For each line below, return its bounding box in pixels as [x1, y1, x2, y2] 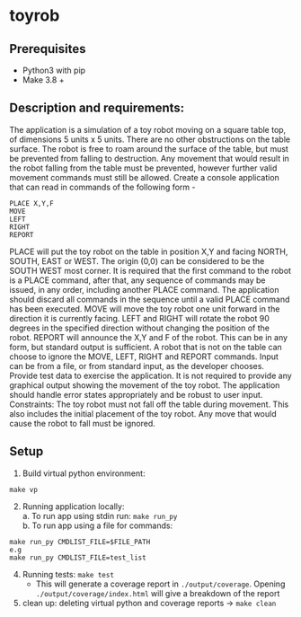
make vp [9, 485, 39, 494]
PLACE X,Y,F [9, 198, 54, 207]
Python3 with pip [22, 65, 86, 75]
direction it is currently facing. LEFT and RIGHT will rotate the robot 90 [9, 313, 270, 323]
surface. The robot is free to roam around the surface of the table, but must [9, 143, 289, 154]
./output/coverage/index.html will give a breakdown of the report [35, 587, 280, 598]
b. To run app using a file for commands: [22, 520, 173, 531]
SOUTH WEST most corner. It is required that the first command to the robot [9, 265, 292, 276]
